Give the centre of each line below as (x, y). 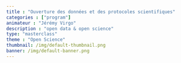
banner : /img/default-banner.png (48, 51)
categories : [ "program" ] (38, 17)
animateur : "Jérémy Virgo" (41, 23)
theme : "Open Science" (36, 40)
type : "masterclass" (32, 34)
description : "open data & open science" (60, 28)
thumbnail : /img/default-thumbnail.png (56, 46)
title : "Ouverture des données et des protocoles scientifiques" (91, 12)
